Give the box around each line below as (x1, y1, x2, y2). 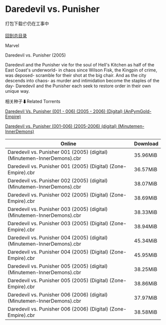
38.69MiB (134, 195, 158, 201)
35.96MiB (134, 151, 158, 158)
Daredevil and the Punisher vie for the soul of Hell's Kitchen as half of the (5, 62, 155, 67)
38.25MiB (134, 265, 158, 272)
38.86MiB (134, 280, 158, 287)
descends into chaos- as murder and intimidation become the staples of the (5, 77, 160, 83)
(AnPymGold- (124, 108, 152, 114)
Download (134, 140, 159, 147)
